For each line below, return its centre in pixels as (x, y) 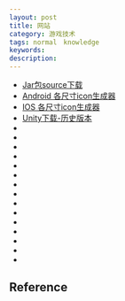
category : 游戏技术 (43, 34)
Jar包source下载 (52, 85)
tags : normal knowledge (55, 42)
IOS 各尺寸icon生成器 (61, 107)
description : (33, 58)
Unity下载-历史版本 (57, 118)
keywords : (27, 50)
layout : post (33, 17)
